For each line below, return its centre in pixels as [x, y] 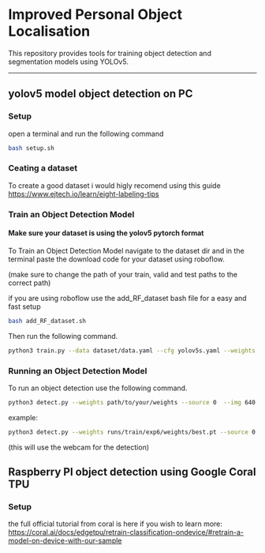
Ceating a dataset [43, 168]
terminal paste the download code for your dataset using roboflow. [116, 259]
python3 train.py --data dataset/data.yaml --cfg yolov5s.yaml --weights [132, 350]
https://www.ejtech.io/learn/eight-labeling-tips [84, 194]
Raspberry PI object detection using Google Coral [132, 472]
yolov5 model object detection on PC [101, 94]
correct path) [30, 283]
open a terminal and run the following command [86, 134]
